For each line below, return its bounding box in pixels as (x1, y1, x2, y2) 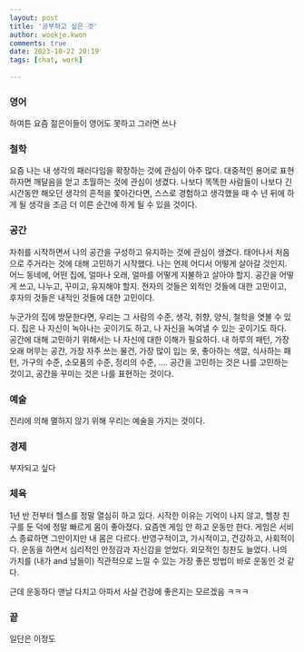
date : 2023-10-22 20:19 (9, 47, 100, 56)
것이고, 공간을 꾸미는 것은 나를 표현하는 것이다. (9, 368, 174, 379)
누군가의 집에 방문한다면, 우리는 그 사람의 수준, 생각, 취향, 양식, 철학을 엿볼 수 (9, 311, 282, 322)
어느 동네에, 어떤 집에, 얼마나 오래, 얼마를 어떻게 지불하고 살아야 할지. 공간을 (9, 269, 278, 280)
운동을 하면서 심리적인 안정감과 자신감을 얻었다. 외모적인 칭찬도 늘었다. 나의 (21, 544, 288, 555)
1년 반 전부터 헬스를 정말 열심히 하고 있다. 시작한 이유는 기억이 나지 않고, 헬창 (9, 509, 281, 520)
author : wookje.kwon (9, 30, 88, 39)
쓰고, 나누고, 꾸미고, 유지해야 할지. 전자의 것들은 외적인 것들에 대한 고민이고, (18, 281, 288, 291)
